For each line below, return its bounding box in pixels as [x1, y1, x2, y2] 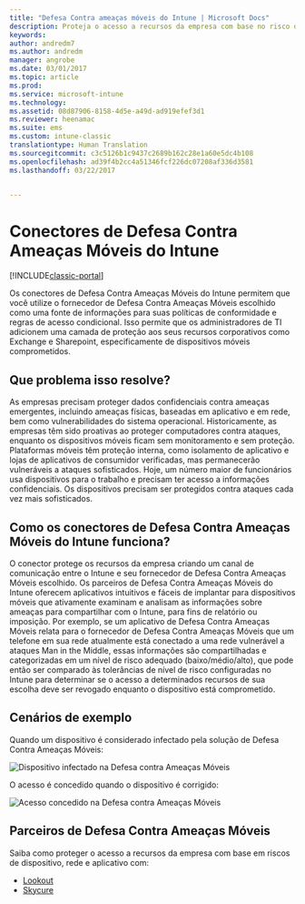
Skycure [22, 884, 54, 895]
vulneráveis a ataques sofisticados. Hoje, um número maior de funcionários [9, 464, 292, 475]
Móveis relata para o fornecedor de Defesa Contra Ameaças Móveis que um [9, 625, 295, 636]
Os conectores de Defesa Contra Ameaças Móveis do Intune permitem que [9, 288, 290, 299]
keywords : [9, 30, 47, 39]
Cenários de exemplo [9, 710, 133, 726]
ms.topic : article [9, 73, 79, 82]
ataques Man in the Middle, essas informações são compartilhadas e [9, 645, 267, 655]
